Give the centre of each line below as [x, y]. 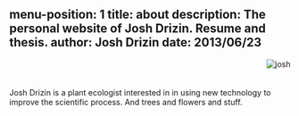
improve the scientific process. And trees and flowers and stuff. [126, 102]
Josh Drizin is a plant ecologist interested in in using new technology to [140, 92]
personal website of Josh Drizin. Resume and [137, 29]
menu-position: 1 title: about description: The [137, 15]
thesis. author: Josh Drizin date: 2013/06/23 [135, 42]
